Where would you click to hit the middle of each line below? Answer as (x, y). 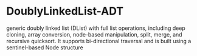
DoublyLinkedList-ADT (65, 11)
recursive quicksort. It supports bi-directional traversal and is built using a (99, 41)
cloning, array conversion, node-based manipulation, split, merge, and (94, 34)
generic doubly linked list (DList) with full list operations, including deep (96, 28)
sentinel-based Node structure (45, 47)
